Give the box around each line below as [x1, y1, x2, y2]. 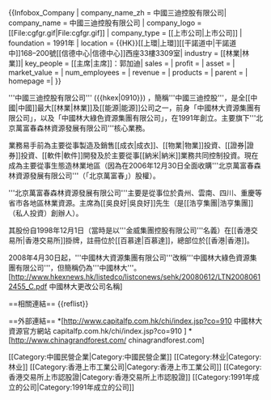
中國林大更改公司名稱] [49, 282, 123, 291]
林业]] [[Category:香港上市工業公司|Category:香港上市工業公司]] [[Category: [8, 362, 262, 372]
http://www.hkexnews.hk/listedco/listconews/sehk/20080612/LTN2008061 [11, 272, 261, 282]
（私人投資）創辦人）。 [8, 208, 83, 218]
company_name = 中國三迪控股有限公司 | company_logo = [8, 18, 202, 28]
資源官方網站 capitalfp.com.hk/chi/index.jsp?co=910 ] [8, 326, 188, 335]
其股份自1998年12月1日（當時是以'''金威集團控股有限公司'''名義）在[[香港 [8, 226, 252, 235]
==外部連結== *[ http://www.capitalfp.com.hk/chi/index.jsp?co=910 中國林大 [8, 316, 263, 326]
